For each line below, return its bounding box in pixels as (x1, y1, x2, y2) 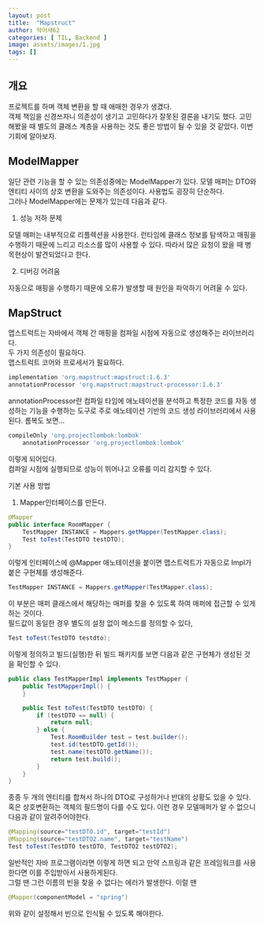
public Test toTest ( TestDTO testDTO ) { (22, 703, 154, 712)
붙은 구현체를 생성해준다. (8, 568, 84, 577)
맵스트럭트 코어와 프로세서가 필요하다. (8, 358, 125, 367)
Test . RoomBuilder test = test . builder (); (50, 733, 189, 741)
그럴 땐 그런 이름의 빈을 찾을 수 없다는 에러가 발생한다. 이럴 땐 (8, 877, 197, 887)
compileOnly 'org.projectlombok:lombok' (8, 431, 143, 440)
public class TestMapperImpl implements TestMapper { (8, 675, 189, 683)
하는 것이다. (8, 609, 45, 618)
